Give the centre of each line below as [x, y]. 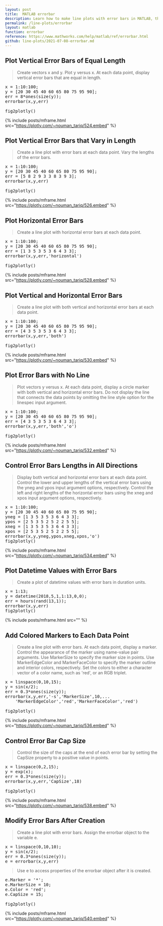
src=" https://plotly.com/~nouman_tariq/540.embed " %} [61, 918]
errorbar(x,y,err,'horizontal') [43, 256]
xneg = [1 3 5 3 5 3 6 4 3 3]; [42, 526]
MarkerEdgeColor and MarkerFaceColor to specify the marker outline [86, 663]
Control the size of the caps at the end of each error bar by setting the [87, 752]
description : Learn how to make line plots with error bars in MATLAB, [79, 18]
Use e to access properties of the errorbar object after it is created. [84, 870]
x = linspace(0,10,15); [33, 682]
